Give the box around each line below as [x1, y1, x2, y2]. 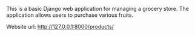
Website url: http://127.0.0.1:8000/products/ [6, 23, 114, 30]
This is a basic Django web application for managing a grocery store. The [6, 5, 190, 12]
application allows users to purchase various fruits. [6, 11, 134, 19]
